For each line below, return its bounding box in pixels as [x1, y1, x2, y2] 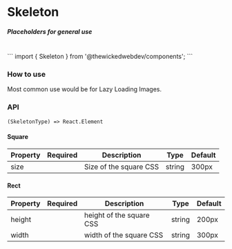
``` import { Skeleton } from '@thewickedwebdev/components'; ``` [7, 53, 193, 61]
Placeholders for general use [7, 27, 93, 35]
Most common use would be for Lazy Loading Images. [7, 85, 162, 93]
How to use [7, 70, 46, 80]
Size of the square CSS [84, 162, 159, 172]
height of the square [84, 210, 150, 220]
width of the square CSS [84, 230, 164, 240]
